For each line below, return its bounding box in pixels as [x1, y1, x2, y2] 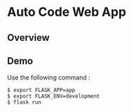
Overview [7, 32, 50, 44]
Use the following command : [7, 73, 91, 82]
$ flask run [7, 99, 41, 106]
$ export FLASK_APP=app [7, 87, 76, 94]
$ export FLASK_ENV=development [7, 93, 100, 100]
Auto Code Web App [7, 4, 126, 20]
